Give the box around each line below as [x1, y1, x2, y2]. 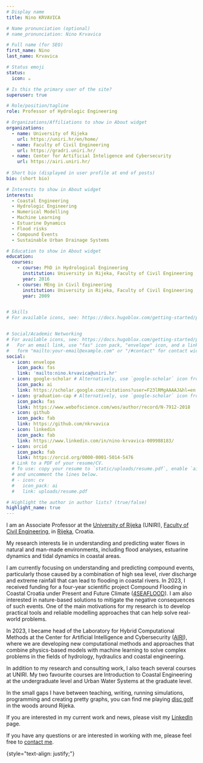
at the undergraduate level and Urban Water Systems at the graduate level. [6, 678, 193, 685]
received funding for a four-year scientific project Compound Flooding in [6, 583, 187, 591]
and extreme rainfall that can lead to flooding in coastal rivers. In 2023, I [6, 577, 185, 584]
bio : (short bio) [6, 175, 50, 181]
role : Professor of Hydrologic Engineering [6, 108, 118, 115]
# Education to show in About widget [6, 248, 101, 254]
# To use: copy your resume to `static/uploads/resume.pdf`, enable [11, 466, 188, 472]
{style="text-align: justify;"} [6, 750, 75, 758]
